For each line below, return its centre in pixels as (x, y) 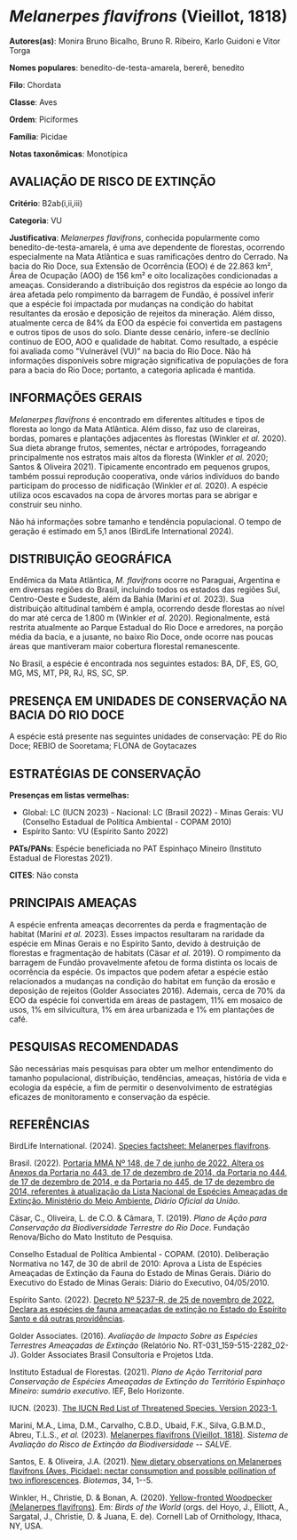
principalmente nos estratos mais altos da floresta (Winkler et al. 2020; (139, 457)
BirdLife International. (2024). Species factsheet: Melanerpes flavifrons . (140, 1146)
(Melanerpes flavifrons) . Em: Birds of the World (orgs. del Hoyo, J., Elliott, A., (149, 1507)
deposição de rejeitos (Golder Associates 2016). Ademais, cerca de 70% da (147, 991)
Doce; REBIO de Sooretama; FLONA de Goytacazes (103, 746)
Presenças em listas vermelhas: (70, 795)
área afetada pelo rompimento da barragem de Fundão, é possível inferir (142, 294)
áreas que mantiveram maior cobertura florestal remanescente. (125, 646)
